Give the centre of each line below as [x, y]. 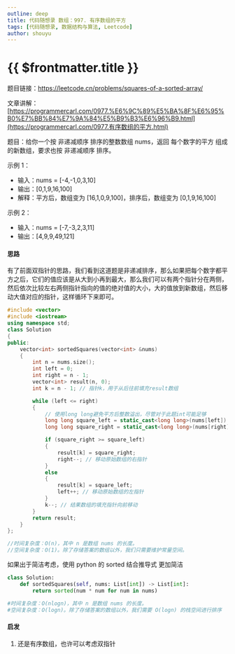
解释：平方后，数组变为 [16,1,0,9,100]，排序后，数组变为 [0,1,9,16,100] [117, 198]
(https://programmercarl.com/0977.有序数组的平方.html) [88, 127]
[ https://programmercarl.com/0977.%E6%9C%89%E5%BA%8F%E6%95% [116, 111]
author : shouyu [29, 33]
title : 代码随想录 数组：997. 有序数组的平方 [67, 20]
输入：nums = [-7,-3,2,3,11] [56, 228]
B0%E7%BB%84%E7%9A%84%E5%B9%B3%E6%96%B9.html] [101, 118]
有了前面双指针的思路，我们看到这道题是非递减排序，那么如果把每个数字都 [114, 271]
